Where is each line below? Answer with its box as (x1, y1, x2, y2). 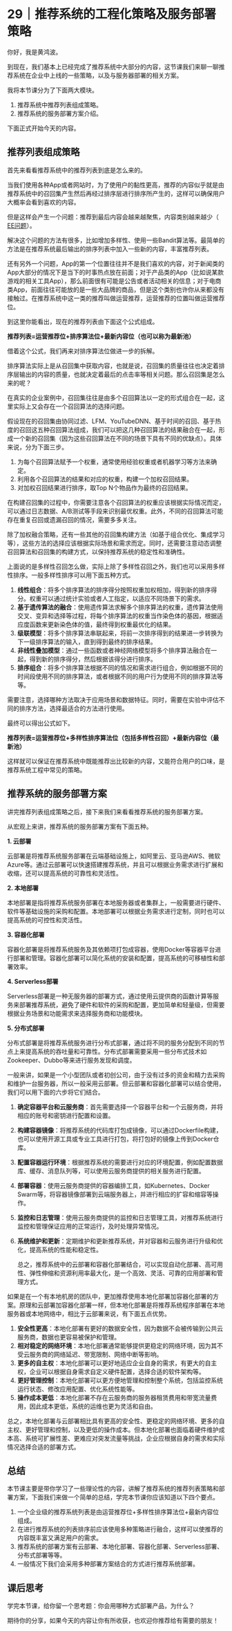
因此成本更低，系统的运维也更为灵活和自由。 (29, 1402, 157, 1410)
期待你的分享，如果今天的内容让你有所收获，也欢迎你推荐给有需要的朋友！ (7, 1616, 219, 1625)
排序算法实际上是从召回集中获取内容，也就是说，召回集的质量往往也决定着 (7, 361, 219, 370)
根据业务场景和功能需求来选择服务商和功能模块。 (7, 1009, 146, 1018)
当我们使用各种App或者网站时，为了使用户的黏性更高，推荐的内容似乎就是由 (7, 181, 224, 189)
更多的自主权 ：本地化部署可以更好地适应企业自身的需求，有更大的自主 (17, 1358, 217, 1367)
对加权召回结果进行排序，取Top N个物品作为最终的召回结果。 (17, 483, 192, 492)
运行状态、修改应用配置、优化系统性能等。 (17, 1385, 139, 1393)
